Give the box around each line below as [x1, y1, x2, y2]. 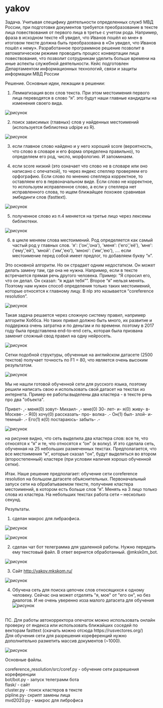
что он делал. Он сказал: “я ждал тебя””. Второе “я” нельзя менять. [5, 278, 145, 283]
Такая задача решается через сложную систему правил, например [5, 312, 146, 318]
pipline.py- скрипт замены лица [5, 692, 71, 698]
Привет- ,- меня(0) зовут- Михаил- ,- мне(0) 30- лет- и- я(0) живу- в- [5, 406, 150, 412]
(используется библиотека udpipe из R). [12, 124, 96, 130]
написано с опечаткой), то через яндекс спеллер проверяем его [12, 168, 147, 174]
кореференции [5, 671, 36, 677]
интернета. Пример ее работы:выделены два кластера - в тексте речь [5, 391, 152, 397]
